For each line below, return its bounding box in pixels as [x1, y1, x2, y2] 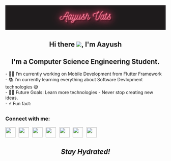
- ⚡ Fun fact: [5, 101, 32, 107]
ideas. [5, 95, 18, 101]
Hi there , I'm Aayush [49, 40, 122, 49]
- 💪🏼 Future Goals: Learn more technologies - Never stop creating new [5, 89, 154, 96]
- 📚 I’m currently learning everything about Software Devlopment [5, 77, 143, 83]
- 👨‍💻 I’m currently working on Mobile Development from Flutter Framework [5, 71, 162, 77]
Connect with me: [5, 115, 50, 122]
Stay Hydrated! [61, 148, 110, 156]
